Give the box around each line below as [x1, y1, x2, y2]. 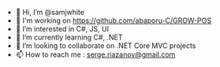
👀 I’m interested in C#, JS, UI [15, 24, 109, 33]
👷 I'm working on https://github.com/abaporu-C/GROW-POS [15, 16, 212, 25]
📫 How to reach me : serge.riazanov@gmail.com [15, 50, 176, 59]
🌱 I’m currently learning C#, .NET [15, 32, 123, 42]
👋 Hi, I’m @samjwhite [15, 8, 85, 17]
